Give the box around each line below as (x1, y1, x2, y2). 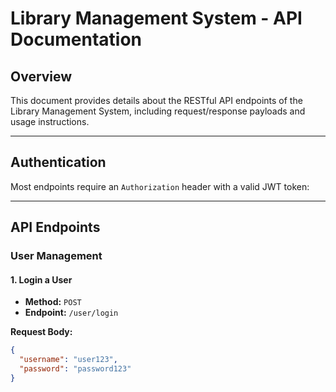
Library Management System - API (10, 7, 303, 30)
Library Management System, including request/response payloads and (10, 105, 306, 117)
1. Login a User (10, 273, 73, 286)
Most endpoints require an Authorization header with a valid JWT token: (10, 180, 310, 192)
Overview (10, 68, 73, 85)
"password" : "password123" (19, 364, 132, 374)
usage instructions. (10, 116, 90, 127)
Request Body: (10, 326, 73, 338)
